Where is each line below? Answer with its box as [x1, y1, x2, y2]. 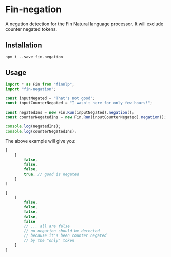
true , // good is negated [24, 172, 80, 177]
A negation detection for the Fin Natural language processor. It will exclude [5, 20, 164, 27]
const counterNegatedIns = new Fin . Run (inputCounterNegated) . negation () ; [5, 114, 167, 120]
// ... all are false [24, 224, 70, 229]
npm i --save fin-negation [5, 54, 63, 59]
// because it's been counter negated [24, 233, 107, 239]
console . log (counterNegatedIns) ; [5, 128, 77, 134]
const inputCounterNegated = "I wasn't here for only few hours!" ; [5, 101, 153, 106]
